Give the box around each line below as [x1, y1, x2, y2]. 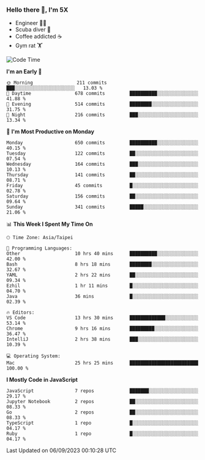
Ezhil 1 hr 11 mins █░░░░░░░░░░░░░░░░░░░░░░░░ [6, 283, 199, 289]
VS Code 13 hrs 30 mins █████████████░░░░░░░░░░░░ [6, 315, 199, 321]
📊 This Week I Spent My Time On [6, 220, 93, 228]
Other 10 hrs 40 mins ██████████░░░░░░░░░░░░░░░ [6, 251, 199, 257]
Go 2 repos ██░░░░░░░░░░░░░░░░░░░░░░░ [6, 409, 199, 415]
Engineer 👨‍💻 [15, 20, 47, 27]
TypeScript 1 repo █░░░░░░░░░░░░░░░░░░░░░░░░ [6, 420, 199, 426]
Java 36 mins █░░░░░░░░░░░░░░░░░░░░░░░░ [6, 294, 199, 300]
